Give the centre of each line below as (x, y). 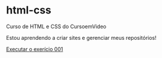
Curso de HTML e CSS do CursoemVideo (56, 26)
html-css (29, 10)
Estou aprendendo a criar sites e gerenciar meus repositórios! (81, 37)
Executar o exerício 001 (35, 49)
